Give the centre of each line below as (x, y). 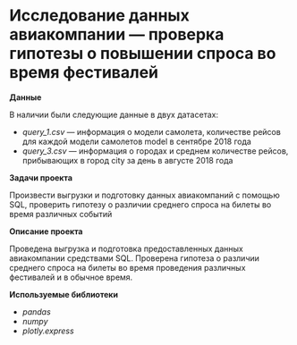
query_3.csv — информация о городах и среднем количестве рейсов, (155, 151)
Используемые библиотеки (64, 294)
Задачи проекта (41, 177)
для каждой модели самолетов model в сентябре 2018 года (137, 141)
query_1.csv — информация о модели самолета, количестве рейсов (152, 131)
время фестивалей (84, 73)
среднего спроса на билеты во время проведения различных (127, 267)
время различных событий (61, 214)
